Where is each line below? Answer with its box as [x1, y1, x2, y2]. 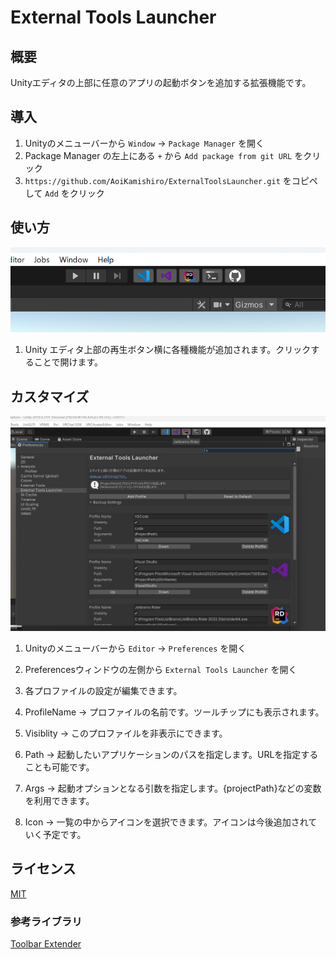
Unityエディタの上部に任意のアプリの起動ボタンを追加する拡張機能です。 [10, 77, 312, 88]
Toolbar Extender [10, 938, 82, 950]
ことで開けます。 [33, 356, 103, 368]
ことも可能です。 [24, 761, 95, 773]
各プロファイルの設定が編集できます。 [24, 685, 183, 697]
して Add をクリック [24, 187, 105, 199]
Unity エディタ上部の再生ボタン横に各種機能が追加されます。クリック [24, 344, 312, 356]
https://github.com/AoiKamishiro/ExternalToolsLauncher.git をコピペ [24, 174, 318, 186]
